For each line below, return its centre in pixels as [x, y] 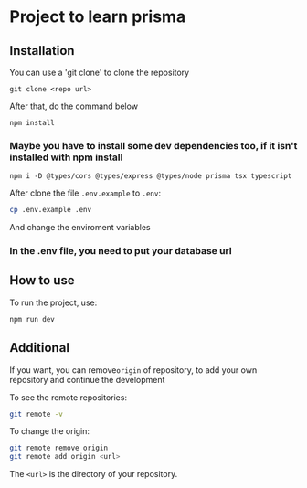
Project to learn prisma [98, 17]
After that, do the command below [74, 106]
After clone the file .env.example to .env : [85, 193]
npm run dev [32, 319]
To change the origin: [49, 431]
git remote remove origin [58, 448]
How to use [42, 281]
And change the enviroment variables [80, 228]
